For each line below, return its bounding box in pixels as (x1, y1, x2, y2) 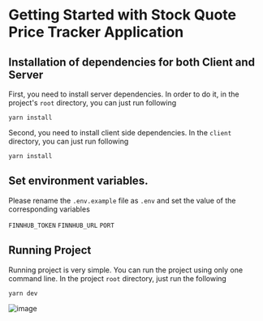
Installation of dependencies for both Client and (8, 55, 256, 69)
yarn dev (8, 289, 38, 297)
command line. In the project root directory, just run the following (8, 273, 227, 283)
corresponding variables (8, 204, 91, 214)
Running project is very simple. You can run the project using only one (8, 265, 244, 275)
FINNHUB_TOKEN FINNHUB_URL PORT (8, 221, 115, 229)
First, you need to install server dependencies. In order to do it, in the (8, 89, 239, 99)
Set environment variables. (8, 174, 149, 188)
